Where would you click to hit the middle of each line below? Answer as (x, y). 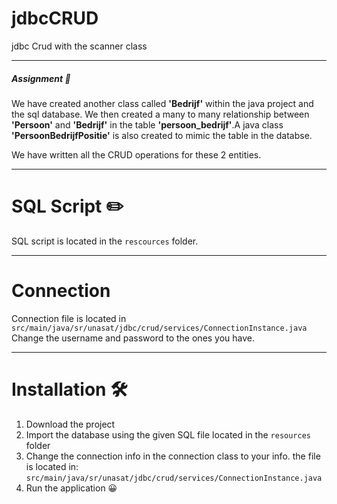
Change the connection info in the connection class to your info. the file (173, 456)
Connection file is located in (69, 318)
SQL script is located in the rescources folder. (105, 241)
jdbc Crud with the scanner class (79, 46)
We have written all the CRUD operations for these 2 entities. (136, 154)
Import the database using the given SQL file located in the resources (168, 434)
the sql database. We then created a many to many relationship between (160, 114)
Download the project (70, 424)
